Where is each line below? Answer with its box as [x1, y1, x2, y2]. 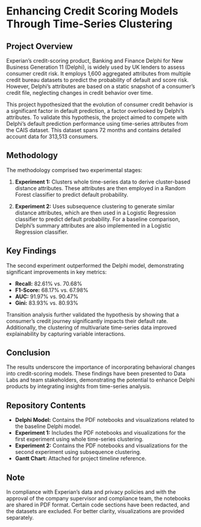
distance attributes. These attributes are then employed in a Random [14, 184, 186, 191]
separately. [6, 514, 34, 522]
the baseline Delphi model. [14, 423, 81, 430]
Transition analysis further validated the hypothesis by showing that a [6, 311, 179, 318]
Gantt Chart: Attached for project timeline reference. [14, 455, 147, 462]
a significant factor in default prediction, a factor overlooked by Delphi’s [6, 107, 185, 114]
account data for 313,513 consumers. [6, 133, 98, 140]
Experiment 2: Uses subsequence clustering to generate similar [14, 202, 175, 209]
